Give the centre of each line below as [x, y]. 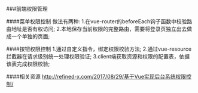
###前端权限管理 [27, 9]
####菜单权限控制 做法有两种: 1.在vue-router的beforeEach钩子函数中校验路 [99, 21]
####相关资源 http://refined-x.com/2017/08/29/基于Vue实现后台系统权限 [96, 77]
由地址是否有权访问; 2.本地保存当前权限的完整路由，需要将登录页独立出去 [97, 29]
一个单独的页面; [31, 36]
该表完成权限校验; [28, 64]
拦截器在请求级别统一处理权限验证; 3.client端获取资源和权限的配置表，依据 [98, 56]
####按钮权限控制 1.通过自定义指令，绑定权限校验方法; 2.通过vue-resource [99, 49]
